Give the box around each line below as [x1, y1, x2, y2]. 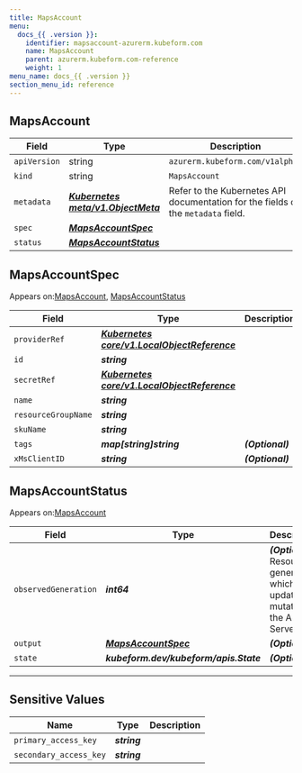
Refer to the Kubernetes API [168, 185, 287, 197]
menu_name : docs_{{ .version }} [9, 72, 130, 81]
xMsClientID [13, 454, 66, 464]
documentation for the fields [168, 196, 289, 208]
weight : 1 [25, 64, 63, 73]
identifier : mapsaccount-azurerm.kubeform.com [25, 38, 203, 48]
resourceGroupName [13, 410, 93, 420]
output [13, 639, 42, 649]
